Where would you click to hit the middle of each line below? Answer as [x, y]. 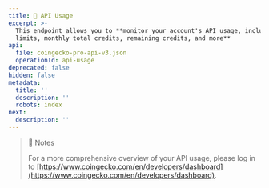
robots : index [39, 105]
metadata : [25, 82]
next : [17, 113]
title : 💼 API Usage [41, 16]
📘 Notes [41, 142]
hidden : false [32, 75]
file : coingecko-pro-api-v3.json [71, 53]
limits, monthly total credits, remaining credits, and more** [123, 38]
